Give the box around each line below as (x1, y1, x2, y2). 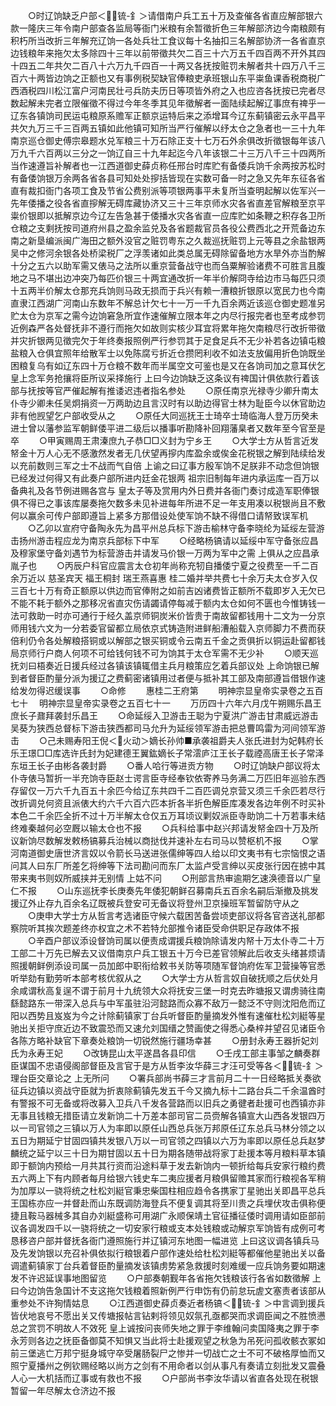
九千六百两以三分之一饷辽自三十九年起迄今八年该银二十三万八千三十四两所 (18, 147, 326, 159)
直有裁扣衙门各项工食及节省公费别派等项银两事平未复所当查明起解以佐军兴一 (10, 185, 326, 196)
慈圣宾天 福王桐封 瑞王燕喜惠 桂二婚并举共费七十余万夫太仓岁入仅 (47, 572, 318, 584)
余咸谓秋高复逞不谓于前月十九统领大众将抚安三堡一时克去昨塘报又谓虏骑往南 (10, 985, 326, 996)
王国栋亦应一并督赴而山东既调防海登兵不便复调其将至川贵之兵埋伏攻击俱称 (10, 1197, 317, 1209)
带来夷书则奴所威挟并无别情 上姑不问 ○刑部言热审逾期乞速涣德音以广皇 (10, 872, 322, 884)
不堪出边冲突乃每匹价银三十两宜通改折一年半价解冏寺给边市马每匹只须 (36, 272, 326, 284)
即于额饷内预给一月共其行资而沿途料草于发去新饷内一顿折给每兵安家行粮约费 (10, 1160, 326, 1171)
